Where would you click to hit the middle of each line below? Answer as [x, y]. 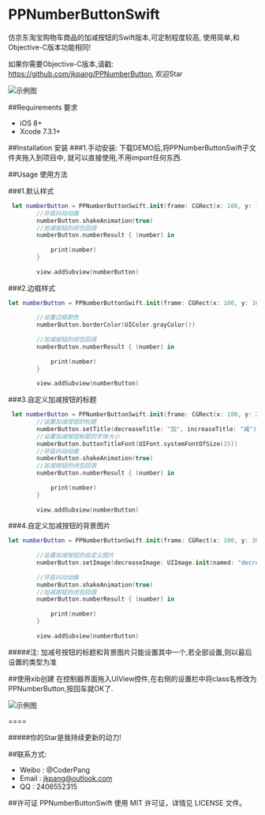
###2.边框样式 [32, 288]
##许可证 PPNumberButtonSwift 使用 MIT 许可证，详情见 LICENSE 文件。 [127, 802]
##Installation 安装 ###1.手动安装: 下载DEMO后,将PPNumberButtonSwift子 [129, 147]
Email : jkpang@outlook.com [66, 778]
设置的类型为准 [32, 662]
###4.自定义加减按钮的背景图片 [60, 526]
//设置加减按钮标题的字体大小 [78, 436]
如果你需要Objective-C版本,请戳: [61, 64]
